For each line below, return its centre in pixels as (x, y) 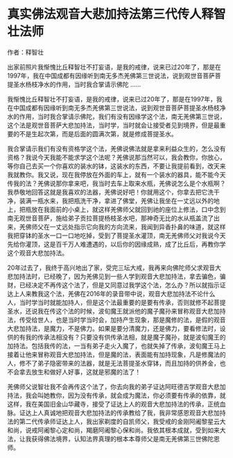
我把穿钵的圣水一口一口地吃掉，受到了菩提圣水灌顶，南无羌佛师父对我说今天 (116, 235)
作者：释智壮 (25, 52)
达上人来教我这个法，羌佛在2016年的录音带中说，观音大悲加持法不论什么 (111, 293)
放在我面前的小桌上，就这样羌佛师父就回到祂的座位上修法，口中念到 (128, 209)
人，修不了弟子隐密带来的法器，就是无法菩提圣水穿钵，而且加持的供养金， (113, 363)
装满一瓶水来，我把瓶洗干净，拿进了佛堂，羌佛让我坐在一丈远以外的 (116, 201)
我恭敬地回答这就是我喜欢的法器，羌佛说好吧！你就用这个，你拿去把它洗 (110, 192)
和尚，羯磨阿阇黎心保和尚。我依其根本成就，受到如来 (144, 430)
